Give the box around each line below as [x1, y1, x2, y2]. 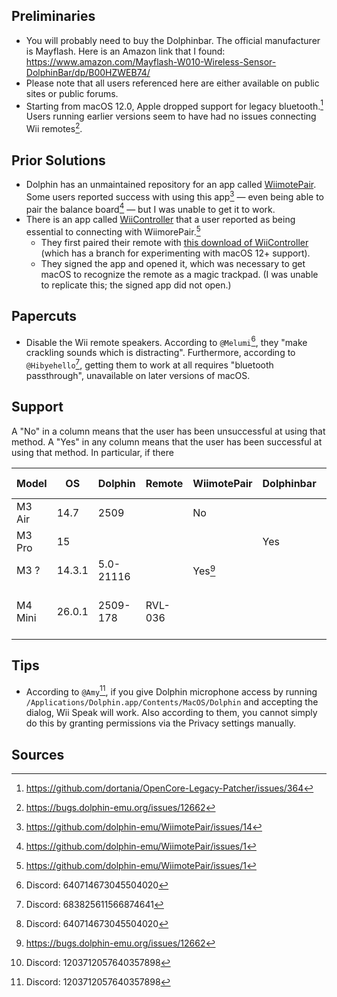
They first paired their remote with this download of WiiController [40, 236, 309, 248]
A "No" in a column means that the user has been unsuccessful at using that [11, 425, 326, 437]
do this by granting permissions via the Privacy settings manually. [25, 717, 297, 729]
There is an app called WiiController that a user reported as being [25, 214, 296, 226]
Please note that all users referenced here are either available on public [25, 77, 320, 89]
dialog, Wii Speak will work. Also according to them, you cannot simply [25, 707, 318, 719]
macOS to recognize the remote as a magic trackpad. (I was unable [40, 268, 319, 280]
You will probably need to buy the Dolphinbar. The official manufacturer [25, 34, 321, 46]
